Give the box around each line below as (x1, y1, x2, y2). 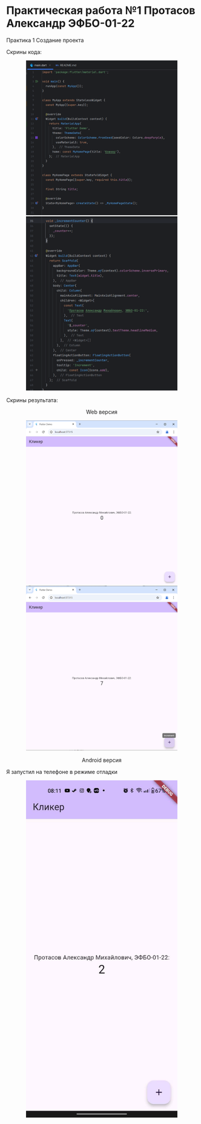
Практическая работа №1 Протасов (6, 4, 196, 18)
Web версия (85, 408, 118, 415)
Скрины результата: (6, 396, 59, 403)
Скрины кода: (6, 48, 42, 55)
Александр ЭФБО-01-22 (6, 16, 135, 30)
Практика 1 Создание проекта (6, 36, 84, 44)
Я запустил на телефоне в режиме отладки (6, 769, 118, 776)
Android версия (81, 756, 122, 764)
